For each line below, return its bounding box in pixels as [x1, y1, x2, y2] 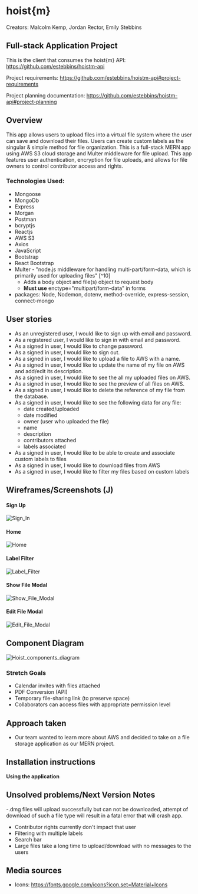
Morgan [14, 209, 34, 216]
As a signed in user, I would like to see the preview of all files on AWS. [14, 380, 184, 387]
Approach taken [6, 718, 67, 728]
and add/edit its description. [14, 367, 84, 374]
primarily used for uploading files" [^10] [14, 272, 111, 279]
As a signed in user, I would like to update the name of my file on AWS [14, 361, 185, 368]
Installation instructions [6, 757, 95, 767]
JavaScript [14, 247, 41, 254]
